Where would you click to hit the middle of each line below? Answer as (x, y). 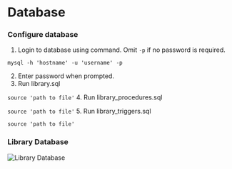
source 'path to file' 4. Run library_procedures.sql (85, 97)
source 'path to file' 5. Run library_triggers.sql (79, 111)
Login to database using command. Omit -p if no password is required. (122, 50)
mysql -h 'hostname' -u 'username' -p (65, 63)
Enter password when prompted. (66, 76)
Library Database (38, 142)
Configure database (43, 35)
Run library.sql (39, 84)
